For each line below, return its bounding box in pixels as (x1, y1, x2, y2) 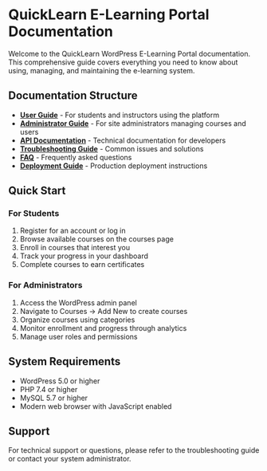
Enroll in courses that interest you (19, 243, 130, 253)
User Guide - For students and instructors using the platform (19, 110, 220, 120)
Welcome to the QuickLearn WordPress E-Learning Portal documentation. (8, 49, 251, 58)
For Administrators (8, 280, 83, 291)
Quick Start (8, 184, 66, 198)
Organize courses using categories (19, 315, 135, 324)
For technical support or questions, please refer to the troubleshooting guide (8, 445, 260, 455)
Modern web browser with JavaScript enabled (19, 401, 172, 411)
